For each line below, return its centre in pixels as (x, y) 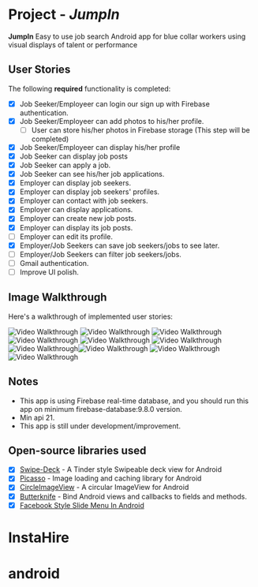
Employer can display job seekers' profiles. (90, 192)
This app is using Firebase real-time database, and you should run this (134, 401)
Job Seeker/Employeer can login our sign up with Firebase (115, 103)
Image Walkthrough (58, 297)
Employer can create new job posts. (78, 219)
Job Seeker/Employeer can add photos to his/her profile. (112, 121)
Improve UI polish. (49, 272)
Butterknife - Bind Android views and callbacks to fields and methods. (133, 496)
